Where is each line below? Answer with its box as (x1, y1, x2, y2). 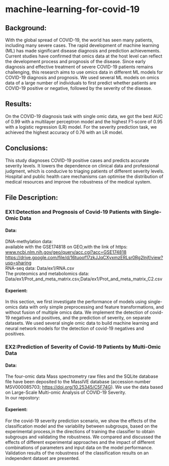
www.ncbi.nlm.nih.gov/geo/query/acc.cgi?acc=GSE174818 (5, 249, 127, 255)
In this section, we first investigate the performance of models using (5, 299, 147, 305)
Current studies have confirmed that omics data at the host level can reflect (5, 53, 162, 59)
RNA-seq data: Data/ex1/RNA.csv (5, 265, 75, 271)
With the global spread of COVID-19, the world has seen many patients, (5, 37, 153, 43)
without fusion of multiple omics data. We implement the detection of (5, 309, 149, 316)
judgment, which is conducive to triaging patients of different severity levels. (5, 168, 164, 174)
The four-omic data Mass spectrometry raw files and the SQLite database (5, 373, 158, 379)
